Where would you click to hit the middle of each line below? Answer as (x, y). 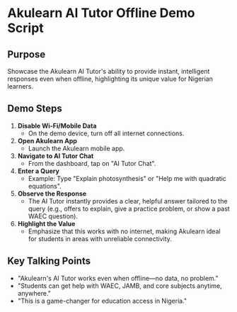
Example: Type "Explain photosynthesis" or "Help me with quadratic (127, 178)
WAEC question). (53, 216)
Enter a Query (39, 171)
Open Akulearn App (47, 140)
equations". (45, 186)
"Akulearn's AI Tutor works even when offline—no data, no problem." (118, 278)
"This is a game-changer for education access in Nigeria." (102, 301)
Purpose (27, 54)
